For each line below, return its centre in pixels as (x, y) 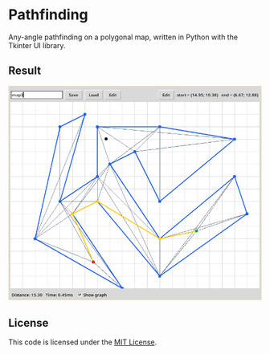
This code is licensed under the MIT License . (83, 342)
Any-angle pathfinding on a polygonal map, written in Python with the (123, 37)
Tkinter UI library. (37, 45)
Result (25, 71)
